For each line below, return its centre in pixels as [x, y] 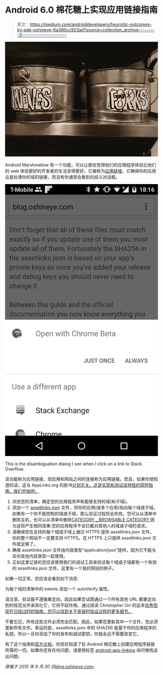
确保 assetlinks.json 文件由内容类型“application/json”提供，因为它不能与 [84, 550]
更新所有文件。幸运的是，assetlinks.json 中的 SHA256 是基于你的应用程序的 [81, 627]
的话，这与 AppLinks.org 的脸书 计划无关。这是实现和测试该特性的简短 [79, 485]
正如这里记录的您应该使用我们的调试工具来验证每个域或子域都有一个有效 [84, 562]
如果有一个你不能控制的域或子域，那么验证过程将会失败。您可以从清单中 [84, 513]
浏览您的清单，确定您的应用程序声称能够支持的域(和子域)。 [71, 501]
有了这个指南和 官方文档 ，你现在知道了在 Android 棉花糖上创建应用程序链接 [80, 644]
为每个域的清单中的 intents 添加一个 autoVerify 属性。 [58, 589]
